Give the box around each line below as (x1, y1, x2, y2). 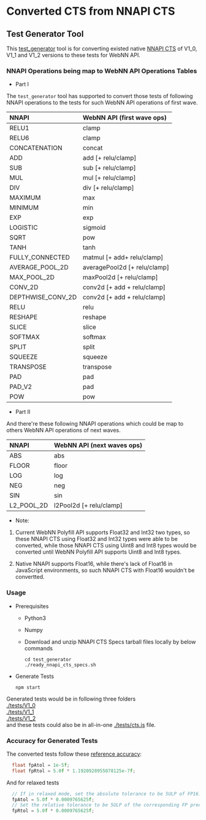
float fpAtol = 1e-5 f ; (12, 762, 70, 768)
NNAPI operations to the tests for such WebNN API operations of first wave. (6, 99, 198, 107)
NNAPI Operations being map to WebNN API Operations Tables (6, 66, 197, 75)
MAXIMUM (9, 194, 41, 202)
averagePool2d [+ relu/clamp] (82, 263, 170, 272)
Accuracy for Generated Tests (6, 736, 98, 745)
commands (24, 644, 53, 652)
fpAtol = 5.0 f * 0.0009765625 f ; (12, 796, 95, 803)
